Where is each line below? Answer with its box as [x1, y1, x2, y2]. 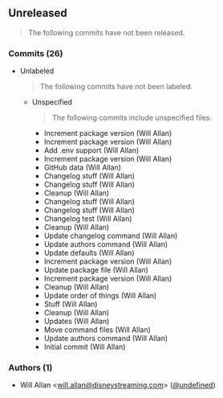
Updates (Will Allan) [43, 317, 110, 326]
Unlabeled [19, 66, 55, 76]
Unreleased [8, 6, 68, 20]
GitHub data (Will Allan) [43, 162, 122, 172]
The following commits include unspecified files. [51, 113, 213, 123]
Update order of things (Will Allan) [43, 291, 157, 301]
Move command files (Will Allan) [43, 325, 151, 334]
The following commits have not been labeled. [39, 82, 193, 92]
